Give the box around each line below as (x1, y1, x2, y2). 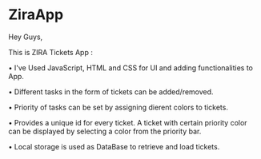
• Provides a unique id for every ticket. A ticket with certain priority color (8, 117, 247, 127)
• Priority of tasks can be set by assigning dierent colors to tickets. (8, 102, 228, 112)
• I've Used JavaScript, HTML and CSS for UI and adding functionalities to (8, 62, 254, 73)
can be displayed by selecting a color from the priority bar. (8, 126, 202, 136)
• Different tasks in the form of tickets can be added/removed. (8, 86, 214, 97)
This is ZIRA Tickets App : (8, 47, 94, 57)
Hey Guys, (8, 32, 43, 42)
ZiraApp (8, 6, 64, 24)
